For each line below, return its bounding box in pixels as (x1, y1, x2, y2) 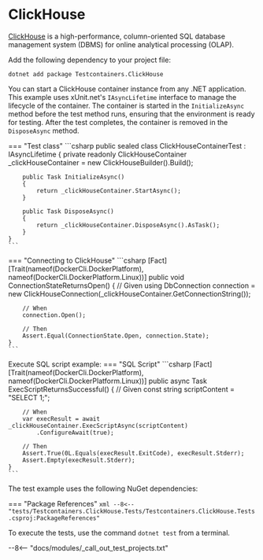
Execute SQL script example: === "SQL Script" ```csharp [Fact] (8, 359, 213, 369)
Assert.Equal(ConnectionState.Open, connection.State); (22, 332, 210, 340)
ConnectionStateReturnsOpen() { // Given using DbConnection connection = (8, 281, 256, 290)
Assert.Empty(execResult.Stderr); (22, 456, 135, 464)
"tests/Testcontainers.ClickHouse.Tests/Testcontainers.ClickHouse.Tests (8, 507, 256, 515)
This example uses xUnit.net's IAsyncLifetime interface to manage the (8, 92, 237, 101)
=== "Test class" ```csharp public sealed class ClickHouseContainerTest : (8, 141, 246, 150)
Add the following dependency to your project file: (8, 55, 172, 64)
